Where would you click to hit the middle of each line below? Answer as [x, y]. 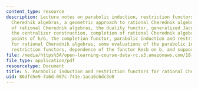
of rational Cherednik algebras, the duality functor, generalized [96, 28]
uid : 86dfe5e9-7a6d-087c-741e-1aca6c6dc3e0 [60, 77]
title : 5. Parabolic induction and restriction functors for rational [95, 71]
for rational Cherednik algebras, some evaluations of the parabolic [98, 44]
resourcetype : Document [35, 66]
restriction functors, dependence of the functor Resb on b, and [93, 50]
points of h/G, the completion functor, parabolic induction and [93, 39]
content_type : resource [35, 11]
